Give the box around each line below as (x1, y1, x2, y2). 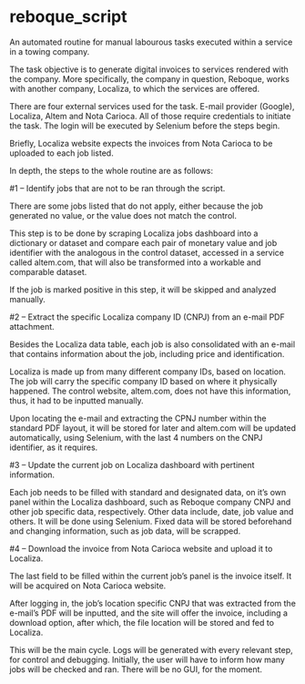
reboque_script (9, 6, 127, 27)
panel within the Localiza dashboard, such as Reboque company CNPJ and (9, 496, 291, 507)
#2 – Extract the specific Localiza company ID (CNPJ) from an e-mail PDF (9, 311, 285, 322)
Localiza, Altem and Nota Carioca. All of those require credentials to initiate (9, 110, 291, 121)
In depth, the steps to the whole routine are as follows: (9, 165, 214, 176)
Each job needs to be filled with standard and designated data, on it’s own (9, 486, 287, 497)
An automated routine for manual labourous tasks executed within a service (9, 36, 293, 47)
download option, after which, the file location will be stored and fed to (9, 617, 275, 628)
